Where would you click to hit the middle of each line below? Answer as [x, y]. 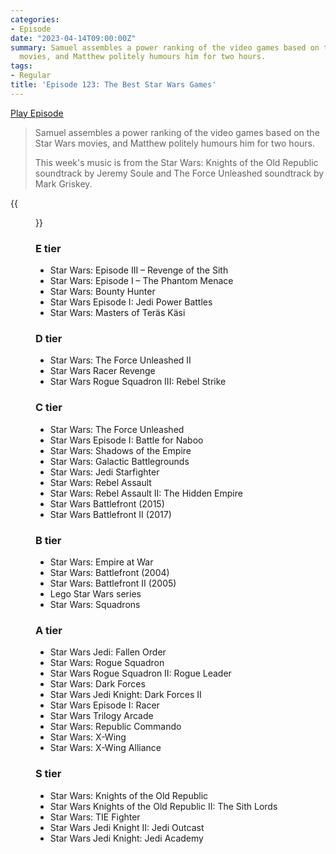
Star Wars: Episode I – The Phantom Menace [141, 281]
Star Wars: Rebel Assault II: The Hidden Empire [146, 493]
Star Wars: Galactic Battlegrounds [119, 461]
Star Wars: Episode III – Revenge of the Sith [139, 270]
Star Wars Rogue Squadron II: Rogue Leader [140, 673]
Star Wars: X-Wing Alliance [105, 748]
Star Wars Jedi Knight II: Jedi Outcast [127, 827]
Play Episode [37, 113]
